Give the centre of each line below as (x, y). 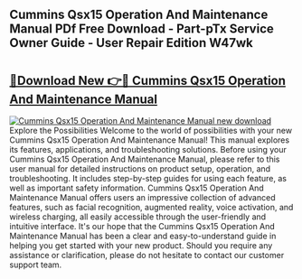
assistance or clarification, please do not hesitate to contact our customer (147, 255)
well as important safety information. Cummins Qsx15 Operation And (137, 188)
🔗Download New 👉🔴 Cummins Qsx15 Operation (148, 80)
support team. (36, 265)
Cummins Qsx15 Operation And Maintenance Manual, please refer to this (145, 159)
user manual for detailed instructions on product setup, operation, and (140, 169)
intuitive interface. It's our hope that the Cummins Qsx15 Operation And (142, 226)
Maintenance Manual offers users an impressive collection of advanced (142, 197)
